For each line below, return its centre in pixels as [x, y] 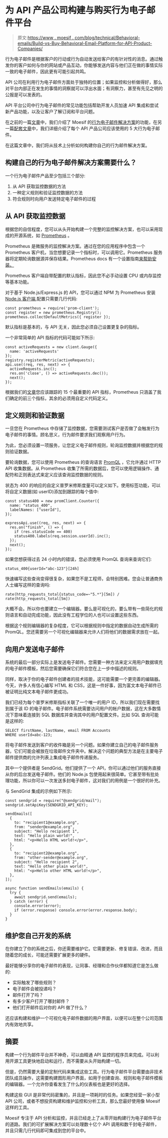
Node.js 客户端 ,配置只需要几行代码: [41, 299]
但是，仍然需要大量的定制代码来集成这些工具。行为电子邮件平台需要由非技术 [84, 1071]
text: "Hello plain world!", [44, 836]
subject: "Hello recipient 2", [47, 862]
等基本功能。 [18, 281]
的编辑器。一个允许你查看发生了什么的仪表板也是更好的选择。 [69, 1084]
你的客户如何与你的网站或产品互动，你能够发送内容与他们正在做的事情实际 [86, 65]
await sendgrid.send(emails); [46, 897]
